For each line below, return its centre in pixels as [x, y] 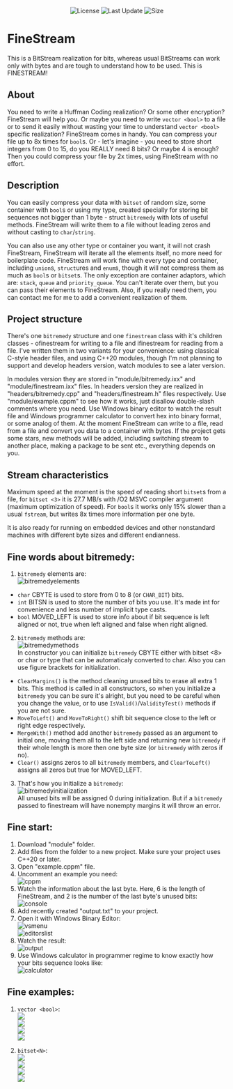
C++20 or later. [39, 859]
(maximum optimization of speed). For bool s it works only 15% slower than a [116, 507]
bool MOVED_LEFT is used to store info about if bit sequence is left [113, 617]
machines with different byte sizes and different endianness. [94, 535]
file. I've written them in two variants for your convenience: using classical [113, 351]
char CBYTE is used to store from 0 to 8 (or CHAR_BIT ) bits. [101, 595]
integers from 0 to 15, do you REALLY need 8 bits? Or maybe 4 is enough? [113, 148]
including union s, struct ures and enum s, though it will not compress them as [116, 268]
